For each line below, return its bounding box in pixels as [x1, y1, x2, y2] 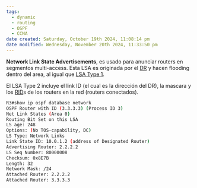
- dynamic [11, 14, 36, 20]
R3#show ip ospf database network [6, 100, 92, 106]
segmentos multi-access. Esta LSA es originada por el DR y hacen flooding [6, 64, 190, 71]
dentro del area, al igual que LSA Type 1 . [6, 71, 105, 78]
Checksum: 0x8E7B [6, 155, 49, 161]
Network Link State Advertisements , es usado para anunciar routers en [6, 58, 183, 65]
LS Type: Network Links [6, 133, 65, 139]
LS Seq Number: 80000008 [6, 149, 68, 155]
